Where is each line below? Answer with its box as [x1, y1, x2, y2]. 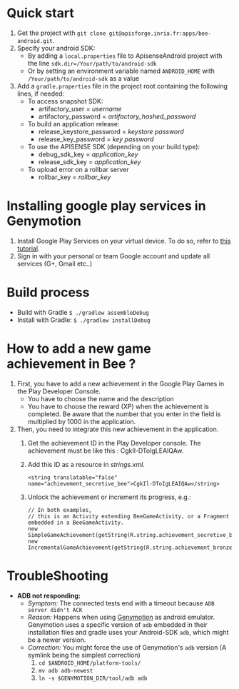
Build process [6, 284, 90, 301]
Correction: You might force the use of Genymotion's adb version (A [27, 643, 227, 651]
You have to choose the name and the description [27, 394, 174, 403]
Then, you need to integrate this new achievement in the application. [16, 425, 219, 433]
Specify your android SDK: [16, 44, 96, 52]
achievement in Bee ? [6, 356, 136, 372]
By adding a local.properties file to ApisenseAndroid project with [27, 51, 223, 60]
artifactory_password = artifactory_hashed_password [38, 112, 196, 121]
